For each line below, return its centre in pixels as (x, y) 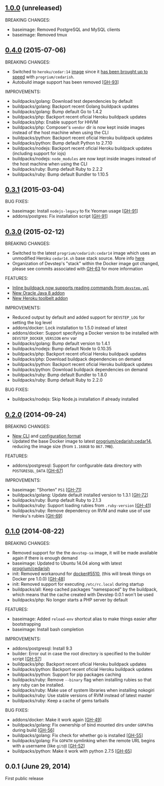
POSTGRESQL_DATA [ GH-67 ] (38, 471)
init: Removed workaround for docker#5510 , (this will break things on (82, 574)
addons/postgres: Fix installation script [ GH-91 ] (60, 216)
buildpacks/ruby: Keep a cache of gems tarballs (60, 700)
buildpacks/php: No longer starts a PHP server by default (70, 600)
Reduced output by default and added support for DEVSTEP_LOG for (78, 317)
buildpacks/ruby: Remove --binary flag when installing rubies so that (82, 680)
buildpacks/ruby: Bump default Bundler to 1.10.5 (60, 174)
